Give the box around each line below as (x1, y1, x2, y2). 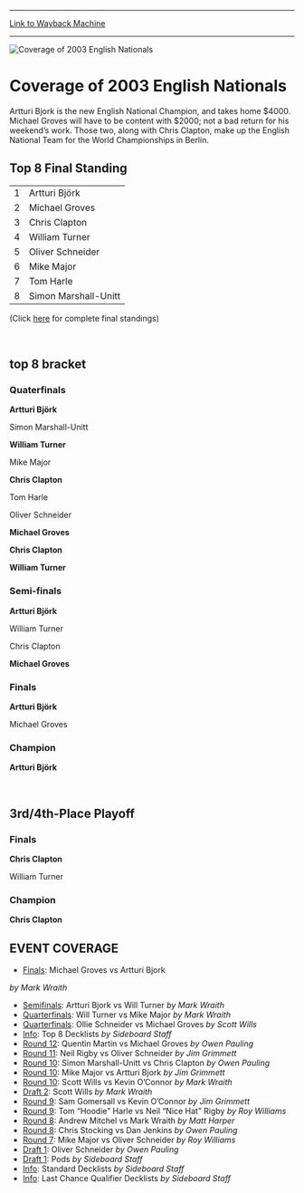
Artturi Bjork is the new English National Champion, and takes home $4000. (9, 105, 291, 116)
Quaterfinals (9, 384, 66, 397)
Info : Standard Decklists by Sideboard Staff (22, 1163, 185, 1174)
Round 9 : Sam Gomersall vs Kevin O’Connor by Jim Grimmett (22, 1096, 251, 1107)
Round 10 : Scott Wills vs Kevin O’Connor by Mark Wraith (22, 1077, 233, 1088)
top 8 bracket (9, 357, 87, 372)
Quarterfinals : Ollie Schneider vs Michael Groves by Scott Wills (22, 1019, 258, 1030)
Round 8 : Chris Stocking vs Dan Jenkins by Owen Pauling (22, 1125, 238, 1136)
